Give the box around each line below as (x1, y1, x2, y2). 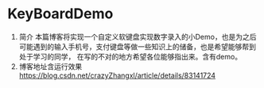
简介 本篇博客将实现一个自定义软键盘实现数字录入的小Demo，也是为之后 (18, 32, 257, 41)
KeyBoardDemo (7, 5, 114, 23)
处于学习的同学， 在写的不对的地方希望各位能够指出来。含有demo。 (18, 52, 243, 61)
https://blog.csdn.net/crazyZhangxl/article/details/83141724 (18, 71, 216, 80)
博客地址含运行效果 (18, 61, 83, 71)
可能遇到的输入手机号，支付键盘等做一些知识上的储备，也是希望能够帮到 (18, 41, 256, 52)
